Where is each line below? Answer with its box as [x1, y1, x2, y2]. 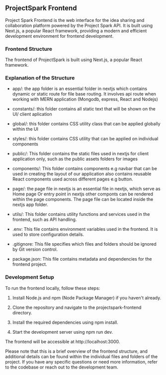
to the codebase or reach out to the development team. [5, 364, 118, 370]
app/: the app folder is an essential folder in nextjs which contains [12, 86, 148, 92]
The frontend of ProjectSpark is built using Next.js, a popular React [5, 57, 143, 63]
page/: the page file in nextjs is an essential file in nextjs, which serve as [12, 186, 161, 192]
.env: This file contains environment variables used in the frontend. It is [12, 226, 158, 232]
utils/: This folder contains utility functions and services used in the [12, 211, 150, 217]
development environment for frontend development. [5, 33, 114, 39]
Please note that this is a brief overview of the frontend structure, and [5, 348, 148, 354]
